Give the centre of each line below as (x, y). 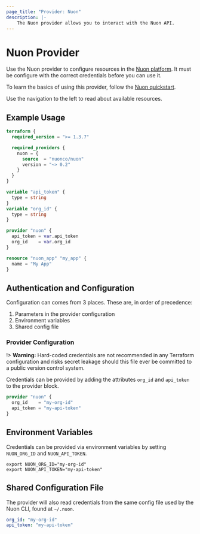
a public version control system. (45, 368)
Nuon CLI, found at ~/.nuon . (40, 509)
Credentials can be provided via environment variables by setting (86, 446)
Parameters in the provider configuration (65, 314)
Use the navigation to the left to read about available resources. (84, 99)
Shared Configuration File (55, 488)
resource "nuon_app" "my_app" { (46, 258)
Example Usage (36, 117)
